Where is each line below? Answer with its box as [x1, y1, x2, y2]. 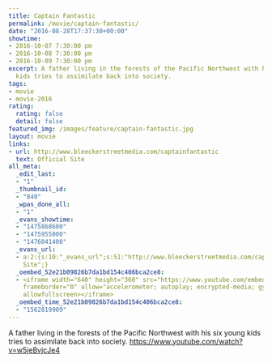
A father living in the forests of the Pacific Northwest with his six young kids [8, 327, 261, 337]
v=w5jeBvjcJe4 [8, 345, 61, 355]
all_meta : [8, 163, 42, 171]
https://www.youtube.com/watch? [129, 336, 243, 346]
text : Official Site [15, 155, 85, 163]
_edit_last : [15, 170, 57, 178]
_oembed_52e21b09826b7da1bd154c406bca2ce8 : [15, 268, 164, 276]
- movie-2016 [8, 95, 53, 103]
